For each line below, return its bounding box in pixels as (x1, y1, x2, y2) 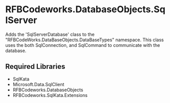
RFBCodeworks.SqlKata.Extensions (12, 92, 88, 98)
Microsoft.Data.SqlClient (12, 81, 65, 87)
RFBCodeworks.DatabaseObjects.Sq (5, 4, 165, 15)
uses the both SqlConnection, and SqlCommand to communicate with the (5, 42, 160, 48)
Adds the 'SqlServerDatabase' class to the (5, 31, 95, 37)
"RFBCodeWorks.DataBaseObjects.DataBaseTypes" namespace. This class (5, 37, 164, 43)
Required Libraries (5, 62, 66, 71)
